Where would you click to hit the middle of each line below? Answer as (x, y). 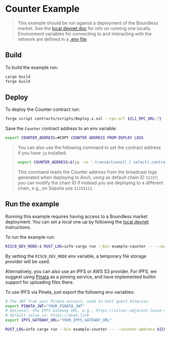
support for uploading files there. (40, 282)
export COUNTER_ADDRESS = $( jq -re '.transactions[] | (74, 162)
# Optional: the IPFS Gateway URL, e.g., (50, 311)
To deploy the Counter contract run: (42, 109)
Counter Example (42, 9)
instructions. (18, 227)
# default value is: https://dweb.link (47, 316)
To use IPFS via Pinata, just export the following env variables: (70, 292)
